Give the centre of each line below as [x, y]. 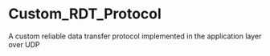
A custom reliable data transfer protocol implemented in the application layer [135, 36]
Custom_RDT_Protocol [85, 14]
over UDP [24, 44]
